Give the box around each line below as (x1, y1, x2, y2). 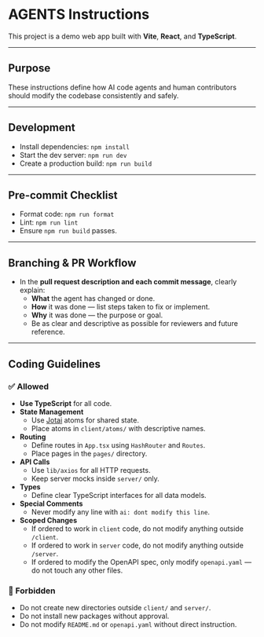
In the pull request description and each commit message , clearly (19, 277, 237, 287)
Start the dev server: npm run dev (19, 150, 127, 159)
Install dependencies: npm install (19, 141, 130, 151)
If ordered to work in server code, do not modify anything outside (31, 540, 244, 550)
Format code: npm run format (19, 210, 115, 219)
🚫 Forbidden (8, 585, 56, 596)
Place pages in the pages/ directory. (31, 448, 148, 458)
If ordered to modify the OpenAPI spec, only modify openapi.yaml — (31, 557, 252, 566)
